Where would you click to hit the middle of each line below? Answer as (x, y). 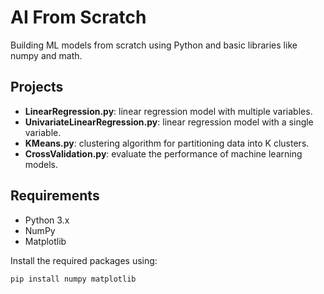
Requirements (55, 196)
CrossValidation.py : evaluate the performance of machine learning (163, 153)
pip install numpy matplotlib (73, 279)
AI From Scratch (78, 17)
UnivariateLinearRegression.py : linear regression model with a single (169, 122)
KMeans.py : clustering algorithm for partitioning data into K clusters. (167, 143)
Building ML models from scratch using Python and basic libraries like (154, 45)
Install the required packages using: (84, 260)
